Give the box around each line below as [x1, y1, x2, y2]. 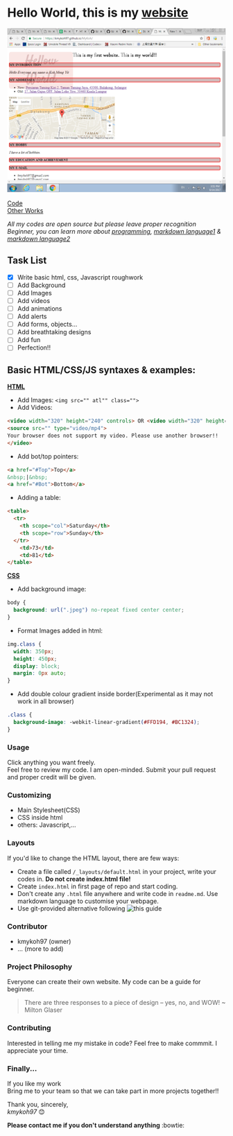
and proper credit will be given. [7, 773, 96, 782]
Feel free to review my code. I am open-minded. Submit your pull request [7, 766, 216, 774]
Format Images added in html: [17, 626, 103, 635]
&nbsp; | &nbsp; [7, 474, 49, 481]
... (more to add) [17, 945, 64, 953]
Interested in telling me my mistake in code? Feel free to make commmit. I [7, 1039, 217, 1047]
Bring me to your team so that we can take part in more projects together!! [7, 1087, 219, 1095]
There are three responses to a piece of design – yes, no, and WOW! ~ [24, 999, 226, 1007]
